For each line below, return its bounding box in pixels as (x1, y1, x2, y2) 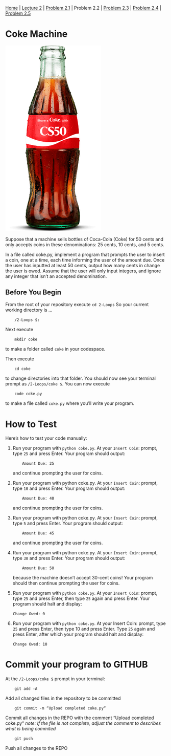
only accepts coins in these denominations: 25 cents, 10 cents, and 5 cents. (5, 241, 164, 248)
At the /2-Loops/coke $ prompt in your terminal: (5, 676, 105, 682)
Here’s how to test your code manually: (5, 435, 88, 441)
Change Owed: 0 (12, 612, 45, 617)
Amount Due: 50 (22, 566, 55, 571)
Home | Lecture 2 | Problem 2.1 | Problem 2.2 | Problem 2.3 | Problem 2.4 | (5, 5, 162, 11)
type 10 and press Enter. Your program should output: (12, 485, 126, 491)
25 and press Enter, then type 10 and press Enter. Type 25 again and (12, 626, 155, 632)
